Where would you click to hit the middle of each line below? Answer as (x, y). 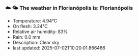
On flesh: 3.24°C (30, 26)
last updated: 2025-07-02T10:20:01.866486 (59, 48)
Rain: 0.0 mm (26, 37)
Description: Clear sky (36, 43)
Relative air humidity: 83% (40, 32)
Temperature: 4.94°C (35, 21)
